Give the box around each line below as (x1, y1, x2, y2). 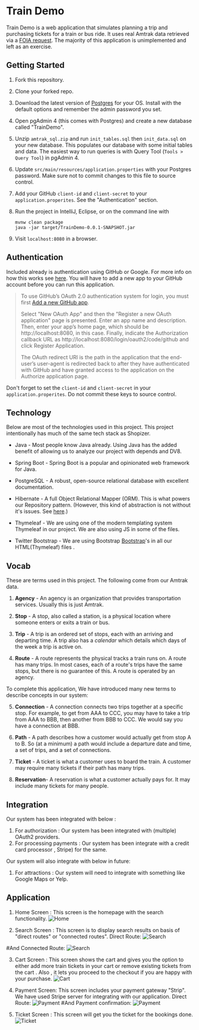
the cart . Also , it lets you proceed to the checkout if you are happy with (14, 969, 192, 976)
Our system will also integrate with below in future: (6, 858, 131, 865)
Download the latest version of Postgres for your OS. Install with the (14, 99, 182, 106)
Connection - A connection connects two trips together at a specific (14, 703, 184, 711)
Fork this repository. (14, 76, 64, 83)
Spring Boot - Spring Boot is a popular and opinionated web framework (14, 460, 189, 467)
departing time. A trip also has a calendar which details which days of (14, 637, 186, 644)
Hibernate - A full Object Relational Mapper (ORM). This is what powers (14, 495, 191, 502)
